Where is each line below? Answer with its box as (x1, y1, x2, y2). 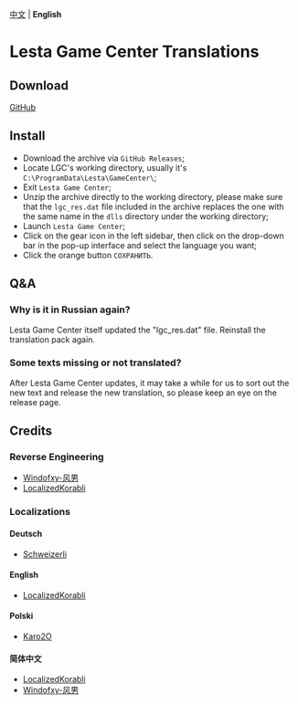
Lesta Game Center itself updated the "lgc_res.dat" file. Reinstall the (9, 324, 267, 335)
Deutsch (9, 529, 43, 539)
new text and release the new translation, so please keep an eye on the (9, 387, 277, 398)
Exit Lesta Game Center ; (22, 182, 112, 193)
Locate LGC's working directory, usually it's (22, 162, 187, 173)
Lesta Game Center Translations (9, 41, 260, 62)
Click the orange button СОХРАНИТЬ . (22, 249, 154, 260)
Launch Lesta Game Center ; (22, 220, 126, 231)
